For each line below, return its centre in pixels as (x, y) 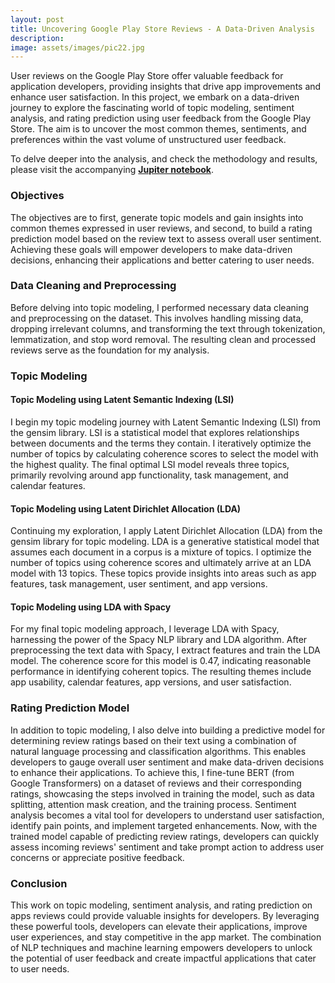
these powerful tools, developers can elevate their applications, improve (159, 926)
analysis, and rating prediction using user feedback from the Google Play (160, 118)
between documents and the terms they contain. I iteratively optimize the (161, 443)
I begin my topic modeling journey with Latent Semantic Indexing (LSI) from (165, 422)
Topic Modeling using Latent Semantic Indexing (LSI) (122, 400)
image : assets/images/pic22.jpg (77, 47)
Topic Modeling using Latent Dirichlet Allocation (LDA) (126, 508)
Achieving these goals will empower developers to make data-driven (151, 249)
